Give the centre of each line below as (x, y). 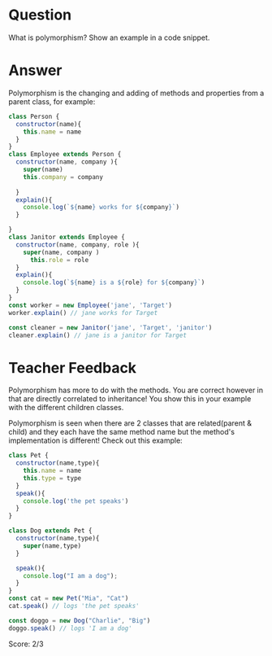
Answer (35, 70)
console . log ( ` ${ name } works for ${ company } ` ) (101, 208)
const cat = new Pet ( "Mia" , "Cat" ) (69, 599)
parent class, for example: (52, 101)
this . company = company (63, 177)
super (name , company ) (61, 252)
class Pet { (28, 456)
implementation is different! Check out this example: (95, 440)
